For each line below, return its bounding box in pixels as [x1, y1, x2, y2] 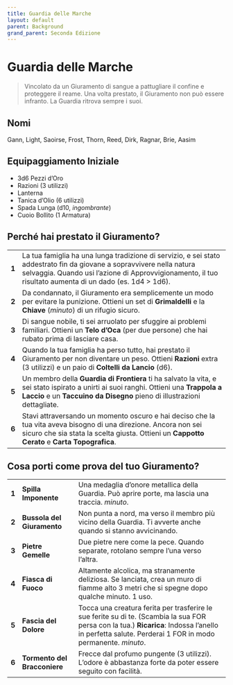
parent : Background [7, 23, 64, 30]
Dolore [21, 625, 45, 634]
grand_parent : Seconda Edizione [7, 29, 101, 37]
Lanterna [17, 189, 44, 197]
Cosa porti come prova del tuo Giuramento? [7, 460, 200, 472]
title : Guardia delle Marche [7, 10, 92, 17]
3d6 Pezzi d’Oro [17, 174, 64, 182]
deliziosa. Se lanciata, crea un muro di [78, 575, 202, 584]
